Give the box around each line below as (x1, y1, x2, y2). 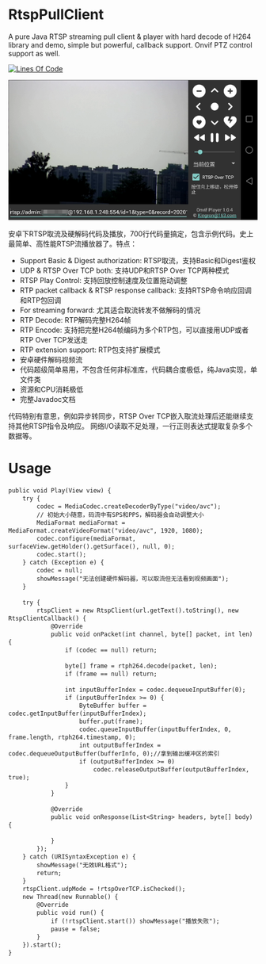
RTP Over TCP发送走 (19, 335, 89, 344)
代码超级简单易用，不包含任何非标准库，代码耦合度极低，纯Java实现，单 (19, 365, 258, 374)
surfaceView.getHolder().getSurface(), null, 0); (8, 542, 176, 550)
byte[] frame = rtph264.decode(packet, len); (64, 662, 218, 670)
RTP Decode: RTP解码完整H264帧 (19, 315, 131, 324)
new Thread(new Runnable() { (22, 893, 119, 901)
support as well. (8, 48, 61, 58)
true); (8, 773, 30, 782)
